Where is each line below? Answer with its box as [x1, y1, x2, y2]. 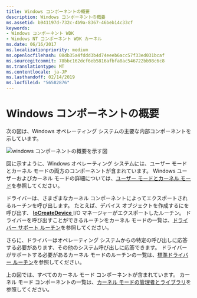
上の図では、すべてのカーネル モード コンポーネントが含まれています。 [6, 271, 179, 278]
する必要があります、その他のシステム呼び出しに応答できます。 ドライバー [6, 244, 188, 251]
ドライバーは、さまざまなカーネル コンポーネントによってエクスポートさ [6, 194, 183, 201]
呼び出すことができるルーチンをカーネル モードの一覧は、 [31, 216, 173, 224]
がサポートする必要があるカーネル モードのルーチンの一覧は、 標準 [6, 251, 168, 258]
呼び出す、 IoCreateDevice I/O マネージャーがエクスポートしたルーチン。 [6, 209, 185, 216]
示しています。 [6, 135, 42, 142]
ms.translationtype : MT [6, 63, 65, 69]
